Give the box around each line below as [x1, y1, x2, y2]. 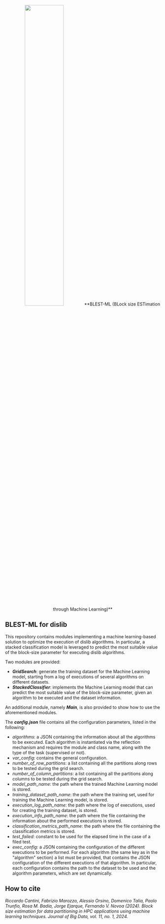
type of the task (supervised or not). [12, 749, 86, 755]
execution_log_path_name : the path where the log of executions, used [12, 802, 155, 808]
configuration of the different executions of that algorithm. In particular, [12, 859, 157, 866]
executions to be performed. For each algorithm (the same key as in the [12, 849, 158, 855]
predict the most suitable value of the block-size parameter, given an [12, 689, 152, 695]
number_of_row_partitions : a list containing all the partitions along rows [12, 760, 157, 766]
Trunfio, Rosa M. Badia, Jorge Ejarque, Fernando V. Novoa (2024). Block [5, 903, 153, 909]
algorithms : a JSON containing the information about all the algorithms [12, 733, 156, 740]
